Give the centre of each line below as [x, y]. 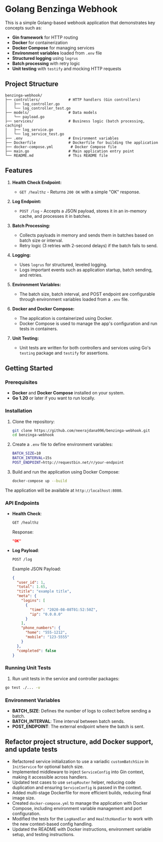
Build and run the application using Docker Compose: [66, 472]
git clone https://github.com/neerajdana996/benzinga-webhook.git [81, 430]
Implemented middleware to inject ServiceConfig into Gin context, [78, 772]
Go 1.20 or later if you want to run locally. [54, 398]
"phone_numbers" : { [41, 628]
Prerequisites [21, 382]
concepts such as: [24, 27]
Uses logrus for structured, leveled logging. [63, 264]
